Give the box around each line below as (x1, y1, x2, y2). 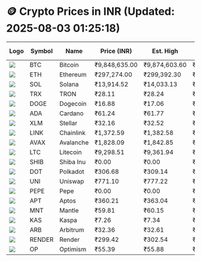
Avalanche (59, 138, 89, 146)
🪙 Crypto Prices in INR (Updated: (6, 5, 175, 19)
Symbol (31, 47, 53, 55)
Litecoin (59, 148, 82, 156)
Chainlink (59, 128, 86, 137)
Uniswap (59, 177, 84, 185)
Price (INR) (100, 47, 132, 55)
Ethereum (59, 70, 87, 78)
